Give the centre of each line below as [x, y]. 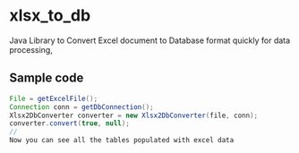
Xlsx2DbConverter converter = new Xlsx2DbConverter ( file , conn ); [133, 115]
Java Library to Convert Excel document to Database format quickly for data [150, 40]
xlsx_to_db [50, 16]
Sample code [47, 78]
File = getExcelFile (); [54, 98]
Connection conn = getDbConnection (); [81, 107]
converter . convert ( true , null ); [69, 123]
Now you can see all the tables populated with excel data [122, 140]
